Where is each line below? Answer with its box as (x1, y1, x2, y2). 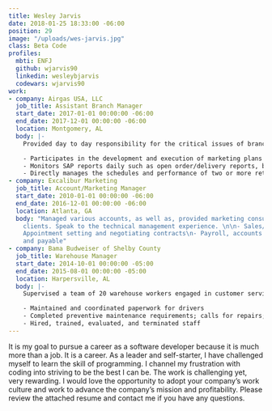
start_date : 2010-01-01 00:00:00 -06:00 (15, 192, 154, 200)
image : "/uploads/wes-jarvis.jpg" (8, 34, 125, 43)
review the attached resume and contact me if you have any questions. (8, 393, 245, 403)
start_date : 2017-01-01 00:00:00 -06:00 (15, 110, 154, 118)
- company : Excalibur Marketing (8, 177, 117, 185)
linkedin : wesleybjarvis (15, 72, 100, 80)
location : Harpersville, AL (15, 274, 111, 283)
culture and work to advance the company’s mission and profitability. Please (8, 384, 263, 394)
